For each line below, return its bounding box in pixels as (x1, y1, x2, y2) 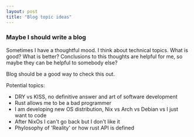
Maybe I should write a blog (6, 33, 86, 42)
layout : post (6, 8, 38, 15)
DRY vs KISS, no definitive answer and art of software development (14, 93, 178, 100)
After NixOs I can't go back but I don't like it (14, 118, 120, 125)
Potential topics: (6, 81, 45, 88)
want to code (14, 112, 47, 119)
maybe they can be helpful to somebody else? (6, 59, 118, 66)
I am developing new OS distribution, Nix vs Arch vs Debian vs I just (14, 105, 179, 112)
